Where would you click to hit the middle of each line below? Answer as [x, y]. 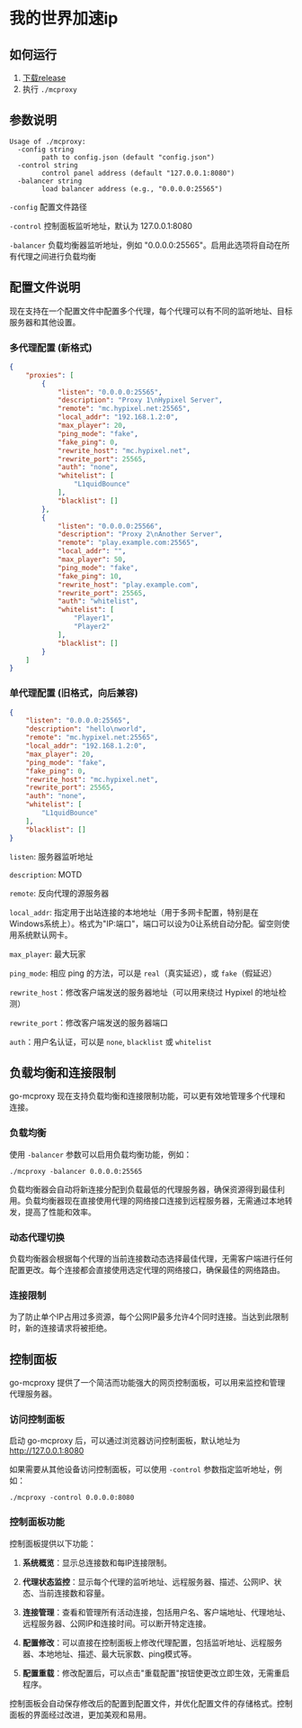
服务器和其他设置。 [45, 322]
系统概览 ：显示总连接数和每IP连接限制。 [97, 1562]
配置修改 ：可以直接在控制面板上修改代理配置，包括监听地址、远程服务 [152, 1642]
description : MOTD [46, 874]
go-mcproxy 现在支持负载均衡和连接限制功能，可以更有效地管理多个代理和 [147, 1096]
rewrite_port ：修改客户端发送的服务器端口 [89, 1023]
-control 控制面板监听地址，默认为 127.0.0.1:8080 [101, 225]
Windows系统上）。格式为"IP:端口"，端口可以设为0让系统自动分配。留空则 [146, 923]
